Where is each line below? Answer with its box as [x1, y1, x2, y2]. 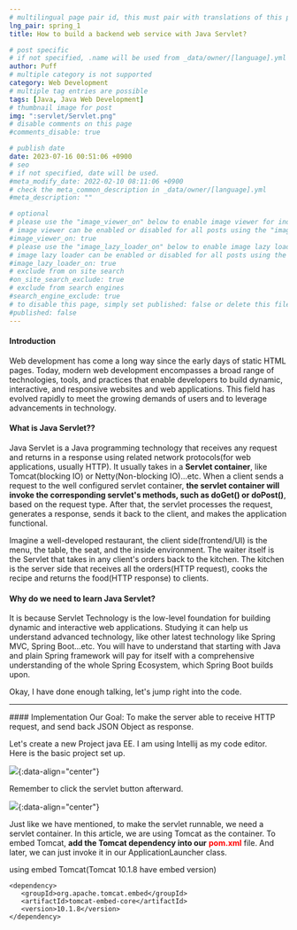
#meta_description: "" [9, 193, 93, 202]
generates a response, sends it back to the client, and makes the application [9, 508, 287, 519]
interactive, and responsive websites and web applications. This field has [9, 383, 276, 395]
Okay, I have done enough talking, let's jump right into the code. [9, 686, 242, 697]
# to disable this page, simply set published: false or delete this [9, 300, 271, 309]
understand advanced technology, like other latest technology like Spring [9, 631, 276, 643]
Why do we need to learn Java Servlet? [9, 593, 156, 604]
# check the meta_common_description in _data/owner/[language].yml [9, 185, 267, 194]
